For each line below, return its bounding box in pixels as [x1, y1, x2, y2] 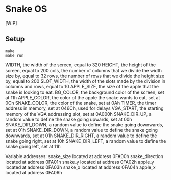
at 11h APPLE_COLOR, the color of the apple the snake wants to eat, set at [5, 94, 160, 100]
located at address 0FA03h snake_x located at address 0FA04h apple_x [5, 164, 156, 170]
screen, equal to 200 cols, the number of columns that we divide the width [5, 67, 162, 73]
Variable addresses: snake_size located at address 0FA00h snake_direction [5, 153, 163, 159]
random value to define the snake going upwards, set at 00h [5, 116, 132, 122]
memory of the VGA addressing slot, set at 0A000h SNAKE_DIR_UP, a [5, 110, 152, 117]
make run [5, 53, 24, 58]
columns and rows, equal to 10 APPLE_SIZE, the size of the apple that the [5, 83, 159, 89]
